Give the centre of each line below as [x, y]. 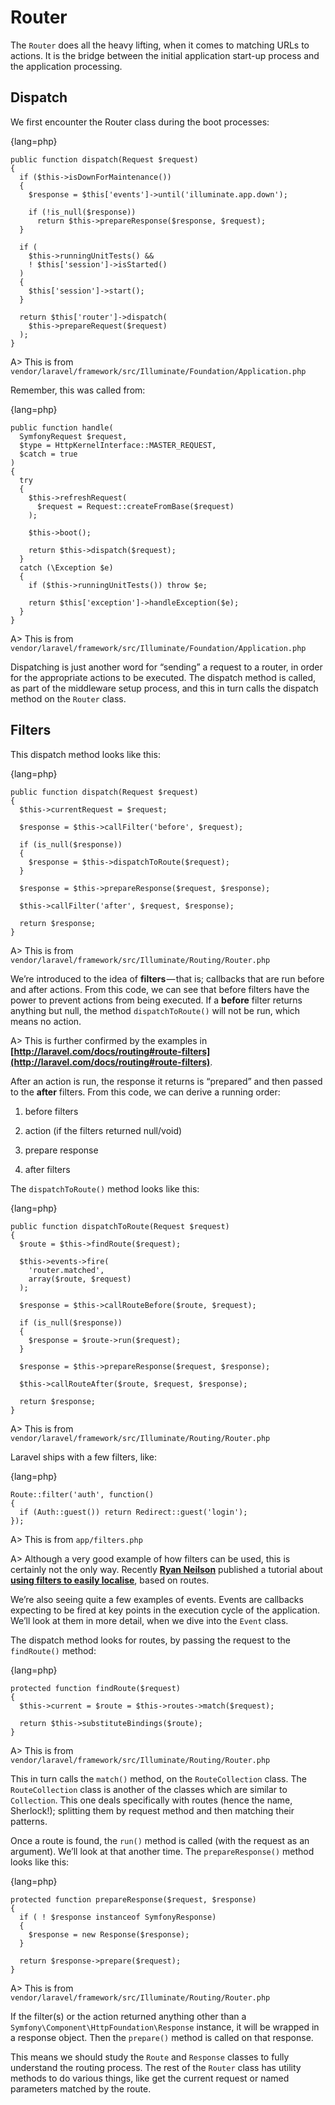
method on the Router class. [68, 698]
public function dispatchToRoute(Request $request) [120, 1226]
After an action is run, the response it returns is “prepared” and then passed [166, 1081]
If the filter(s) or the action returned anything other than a [128, 2016]
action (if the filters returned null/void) [103, 1130]
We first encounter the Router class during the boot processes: [140, 122]
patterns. [29, 1821]
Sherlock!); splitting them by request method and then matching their [152, 1810]
